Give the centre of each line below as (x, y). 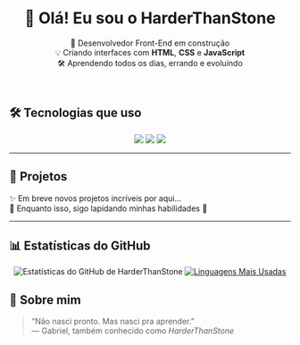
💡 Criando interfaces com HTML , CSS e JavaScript (150, 52)
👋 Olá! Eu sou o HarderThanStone (150, 18)
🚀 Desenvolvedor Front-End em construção (150, 43)
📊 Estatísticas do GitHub (80, 245)
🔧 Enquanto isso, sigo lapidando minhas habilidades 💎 (108, 208)
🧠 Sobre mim (46, 300)
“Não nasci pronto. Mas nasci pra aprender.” (112, 322)
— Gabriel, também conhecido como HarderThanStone (133, 331)
